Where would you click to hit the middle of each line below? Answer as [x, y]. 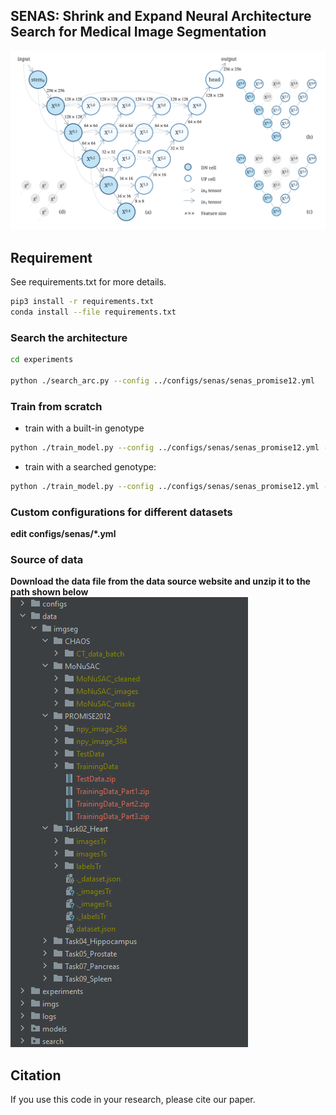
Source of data [47, 560]
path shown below [49, 592]
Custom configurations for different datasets [121, 512]
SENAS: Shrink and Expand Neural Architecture [161, 16]
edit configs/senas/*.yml [63, 534]
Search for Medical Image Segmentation [138, 32]
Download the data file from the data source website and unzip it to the [160, 581]
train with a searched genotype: [90, 466]
